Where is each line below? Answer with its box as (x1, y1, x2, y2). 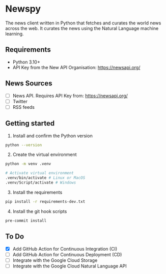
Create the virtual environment (12, 151, 77, 158)
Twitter (12, 98, 28, 104)
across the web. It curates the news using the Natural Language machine (5, 25, 159, 31)
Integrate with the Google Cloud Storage (12, 257, 98, 263)
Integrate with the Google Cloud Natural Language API (12, 263, 127, 269)
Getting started (5, 119, 55, 128)
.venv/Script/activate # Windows (5, 180, 76, 186)
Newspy (5, 3, 41, 15)
